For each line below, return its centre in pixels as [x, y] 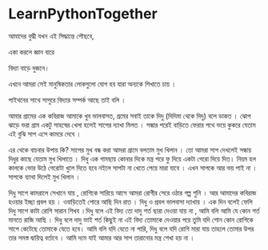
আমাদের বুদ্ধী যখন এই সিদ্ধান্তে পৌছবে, [51, 36]
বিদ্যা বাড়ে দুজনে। [29, 68]
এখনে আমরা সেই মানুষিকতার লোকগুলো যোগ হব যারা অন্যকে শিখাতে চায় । [92, 84]
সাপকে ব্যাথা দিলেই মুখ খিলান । [44, 177]
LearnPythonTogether [83, 14]
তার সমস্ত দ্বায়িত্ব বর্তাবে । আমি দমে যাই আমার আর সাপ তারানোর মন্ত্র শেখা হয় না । [102, 237]
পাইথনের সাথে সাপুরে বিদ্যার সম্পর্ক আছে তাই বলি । [67, 100]
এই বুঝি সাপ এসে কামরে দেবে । [45, 133]
